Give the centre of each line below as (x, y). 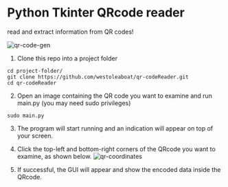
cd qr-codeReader (32, 83)
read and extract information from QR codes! (70, 32)
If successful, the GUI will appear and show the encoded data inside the (119, 169)
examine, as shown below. (54, 156)
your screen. (35, 135)
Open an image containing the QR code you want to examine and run (115, 96)
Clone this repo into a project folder (67, 58)
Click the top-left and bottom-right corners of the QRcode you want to (116, 148)
